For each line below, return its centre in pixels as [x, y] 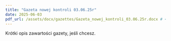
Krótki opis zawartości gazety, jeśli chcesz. [50, 33]
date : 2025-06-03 [24, 14]
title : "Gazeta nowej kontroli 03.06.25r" [51, 10]
